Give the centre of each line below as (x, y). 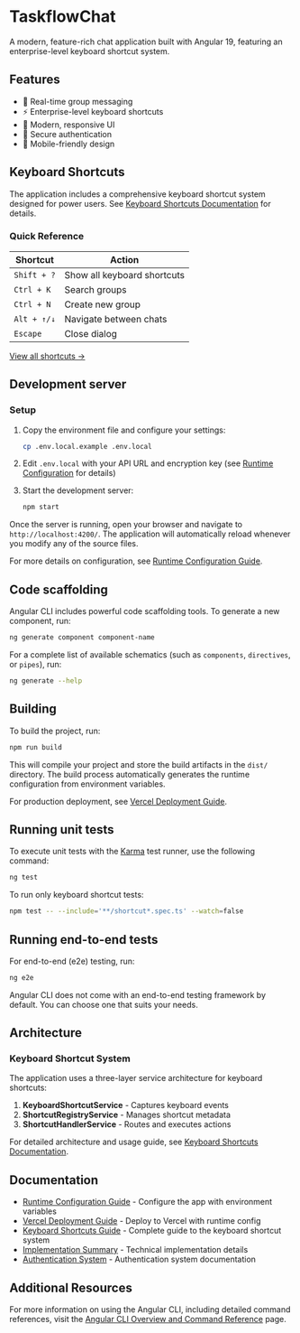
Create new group (103, 304)
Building (33, 709)
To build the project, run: (55, 731)
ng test (24, 878)
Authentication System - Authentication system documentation (139, 1259)
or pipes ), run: (36, 664)
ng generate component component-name (82, 638)
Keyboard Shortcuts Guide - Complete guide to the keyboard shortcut (152, 1231)
